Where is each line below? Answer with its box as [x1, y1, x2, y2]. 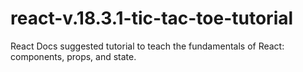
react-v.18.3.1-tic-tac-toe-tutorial [10, 7, 294, 30]
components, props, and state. [10, 50, 137, 62]
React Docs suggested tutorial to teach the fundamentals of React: [10, 40, 285, 52]
